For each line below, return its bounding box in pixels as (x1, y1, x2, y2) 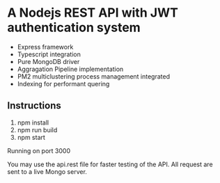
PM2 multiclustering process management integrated (17, 72, 171, 81)
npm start (17, 133, 45, 141)
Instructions (7, 100, 61, 112)
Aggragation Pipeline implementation (17, 65, 124, 73)
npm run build (17, 125, 58, 134)
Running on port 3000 (7, 146, 71, 154)
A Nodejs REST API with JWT (7, 5, 179, 21)
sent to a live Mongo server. (7, 167, 87, 175)
